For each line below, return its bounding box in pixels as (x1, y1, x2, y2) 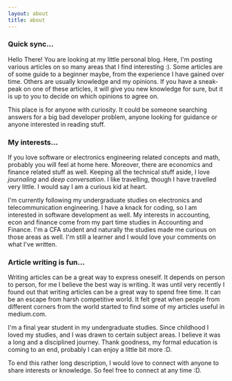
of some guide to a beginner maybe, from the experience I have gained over (8, 70, 224, 78)
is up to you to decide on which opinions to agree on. (8, 91, 159, 100)
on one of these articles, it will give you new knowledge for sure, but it (23, 85, 223, 93)
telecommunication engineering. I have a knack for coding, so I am (8, 204, 197, 212)
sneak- (198, 77, 218, 85)
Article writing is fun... (8, 258, 85, 267)
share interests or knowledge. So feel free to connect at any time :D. (8, 366, 202, 375)
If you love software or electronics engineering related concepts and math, (8, 153, 220, 161)
